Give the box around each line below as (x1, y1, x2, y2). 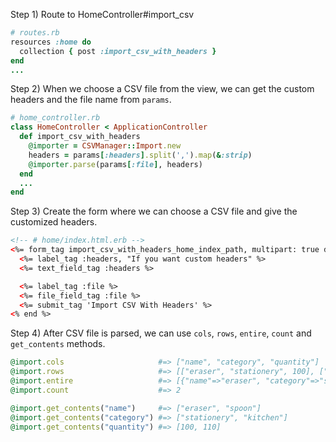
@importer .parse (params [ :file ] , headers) (28, 159, 203, 169)
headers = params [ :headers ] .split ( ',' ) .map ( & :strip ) (28, 150, 253, 160)
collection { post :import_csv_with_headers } (19, 46, 217, 56)
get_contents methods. (10, 338, 106, 350)
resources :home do (10, 37, 92, 47)
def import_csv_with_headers (19, 132, 141, 142)
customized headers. (10, 216, 98, 228)
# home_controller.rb (10, 113, 101, 123)
